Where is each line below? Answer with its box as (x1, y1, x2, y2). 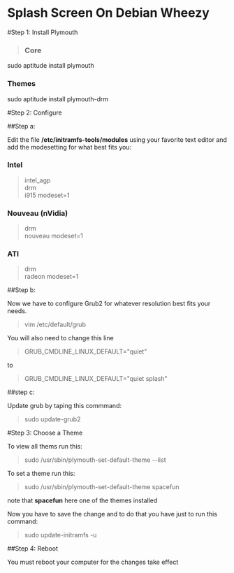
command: (7, 517, 38, 525)
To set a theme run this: (7, 470, 75, 478)
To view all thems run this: (7, 442, 82, 451)
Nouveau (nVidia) (7, 208, 68, 218)
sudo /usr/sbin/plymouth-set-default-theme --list (24, 456, 166, 464)
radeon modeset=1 (24, 273, 79, 281)
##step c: (7, 388, 35, 396)
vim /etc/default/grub (24, 320, 86, 329)
